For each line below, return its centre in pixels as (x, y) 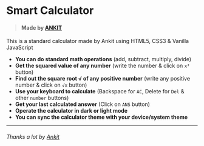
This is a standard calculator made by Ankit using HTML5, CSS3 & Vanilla (98, 41)
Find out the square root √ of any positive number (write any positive (102, 79)
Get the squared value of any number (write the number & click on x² (102, 66)
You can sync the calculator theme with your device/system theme (101, 117)
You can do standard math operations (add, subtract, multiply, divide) (103, 59)
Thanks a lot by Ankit (33, 136)
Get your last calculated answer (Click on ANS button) (83, 104)
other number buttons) (42, 98)
